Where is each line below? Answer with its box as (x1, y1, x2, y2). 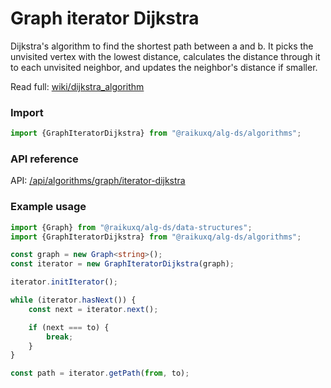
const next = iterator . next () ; (28, 304, 159, 314)
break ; (46, 332, 74, 342)
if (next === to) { (28, 322, 110, 332)
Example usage (10, 200, 87, 214)
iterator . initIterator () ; (10, 277, 118, 287)
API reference (10, 152, 79, 166)
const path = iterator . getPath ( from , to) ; (10, 368, 190, 379)
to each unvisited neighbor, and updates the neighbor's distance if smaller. (10, 61, 318, 73)
